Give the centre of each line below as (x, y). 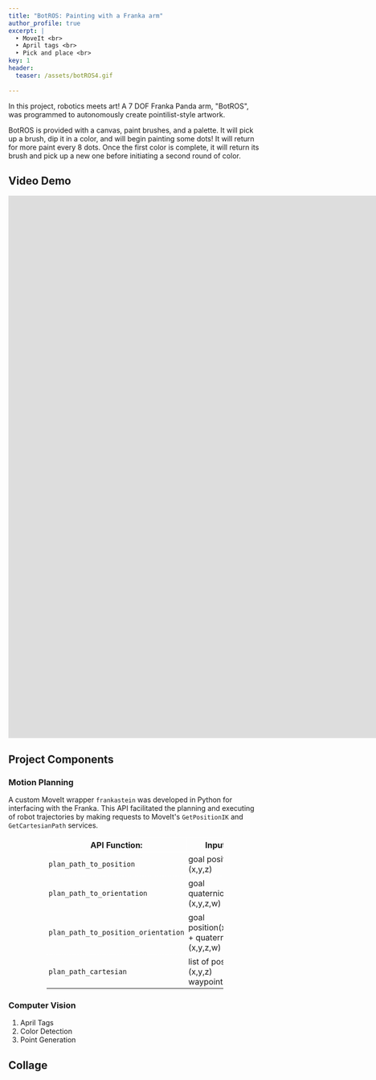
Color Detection (46, 1031)
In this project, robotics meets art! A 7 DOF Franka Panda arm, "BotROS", (129, 106)
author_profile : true (45, 23)
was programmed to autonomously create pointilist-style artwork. (117, 114)
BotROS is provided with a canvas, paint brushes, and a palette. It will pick (131, 130)
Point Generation (48, 1040)
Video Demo (40, 180)
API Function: (116, 845)
